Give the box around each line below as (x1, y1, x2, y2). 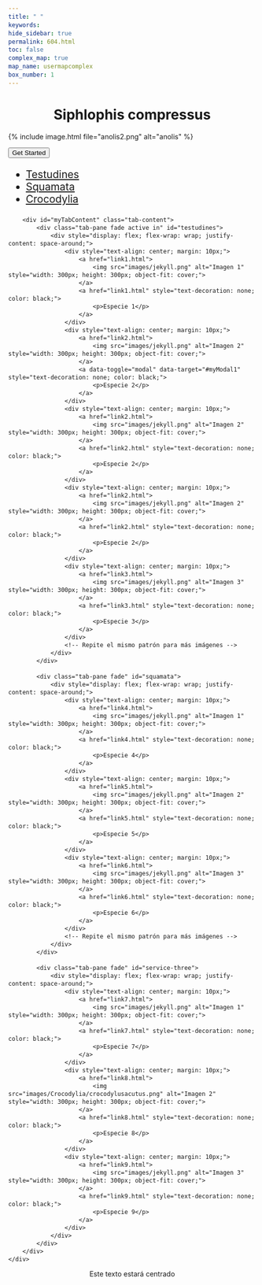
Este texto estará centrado (89, 1268, 175, 1279)
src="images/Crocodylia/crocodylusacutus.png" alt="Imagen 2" (8, 1090, 216, 1098)
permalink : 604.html (8, 38, 76, 46)
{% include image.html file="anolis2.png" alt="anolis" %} (8, 131, 194, 141)
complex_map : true (8, 54, 68, 62)
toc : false (8, 46, 44, 54)
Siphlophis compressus (54, 106, 211, 124)
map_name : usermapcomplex (8, 63, 93, 71)
